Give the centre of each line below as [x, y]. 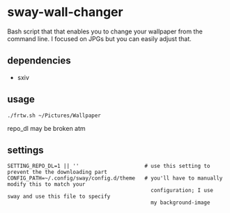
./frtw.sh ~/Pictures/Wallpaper [54, 116]
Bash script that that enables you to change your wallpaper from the [105, 31]
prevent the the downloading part [58, 172]
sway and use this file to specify [59, 197]
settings [25, 150]
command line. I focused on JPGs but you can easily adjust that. [99, 38]
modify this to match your [46, 184]
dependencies [39, 61]
